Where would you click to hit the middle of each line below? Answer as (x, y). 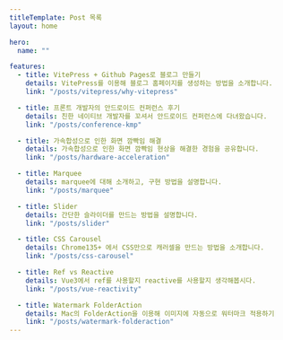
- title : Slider (47, 206)
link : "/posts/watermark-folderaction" (100, 322)
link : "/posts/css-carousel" (80, 257)
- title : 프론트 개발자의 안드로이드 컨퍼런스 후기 (99, 108)
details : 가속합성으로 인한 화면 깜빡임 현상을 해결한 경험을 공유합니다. (142, 149)
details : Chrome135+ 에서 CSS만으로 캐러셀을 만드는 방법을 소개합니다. (145, 248)
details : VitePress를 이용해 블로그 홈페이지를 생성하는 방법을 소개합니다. (149, 83)
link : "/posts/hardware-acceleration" (98, 158)
